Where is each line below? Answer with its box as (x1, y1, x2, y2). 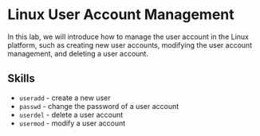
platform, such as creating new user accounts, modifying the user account (7, 40, 253, 49)
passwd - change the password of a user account (18, 101, 179, 111)
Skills (7, 72, 35, 85)
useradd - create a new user (18, 93, 111, 103)
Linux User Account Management (7, 6, 234, 24)
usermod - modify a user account (18, 118, 126, 128)
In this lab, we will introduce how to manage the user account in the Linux (7, 32, 249, 41)
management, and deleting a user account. (7, 49, 149, 58)
